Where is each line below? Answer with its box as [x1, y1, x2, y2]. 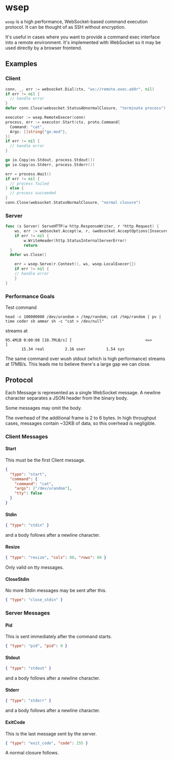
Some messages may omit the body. [5, 405, 82, 411]
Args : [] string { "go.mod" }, [10, 129, 68, 134]
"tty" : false [14, 491, 42, 496]
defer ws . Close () [10, 252, 47, 258]
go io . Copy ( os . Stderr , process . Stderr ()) [5, 162, 95, 167]
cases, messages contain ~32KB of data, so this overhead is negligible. [5, 420, 156, 426]
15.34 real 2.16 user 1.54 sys [21, 346, 125, 352]
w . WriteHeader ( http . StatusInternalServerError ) [24, 238, 127, 243]
